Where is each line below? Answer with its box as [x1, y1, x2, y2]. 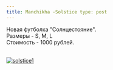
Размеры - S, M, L [6, 32, 53, 40]
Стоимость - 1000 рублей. [6, 38, 75, 46]
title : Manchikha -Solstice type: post [6, 9, 108, 15]
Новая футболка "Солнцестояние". [6, 26, 97, 33]
